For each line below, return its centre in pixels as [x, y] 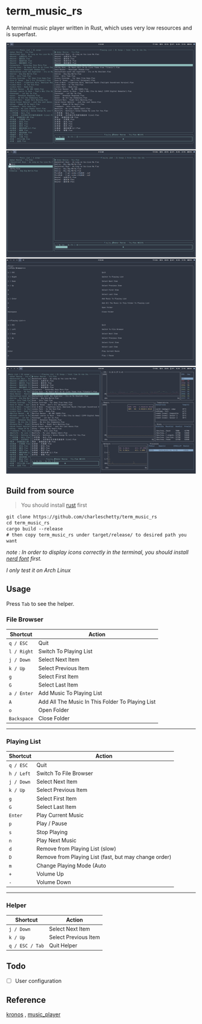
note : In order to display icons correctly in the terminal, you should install [97, 552]
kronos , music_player [33, 1014]
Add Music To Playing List [70, 693]
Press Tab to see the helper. [40, 603]
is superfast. [22, 34]
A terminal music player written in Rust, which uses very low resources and [99, 28]
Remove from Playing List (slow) [76, 849]
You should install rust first [54, 505]
